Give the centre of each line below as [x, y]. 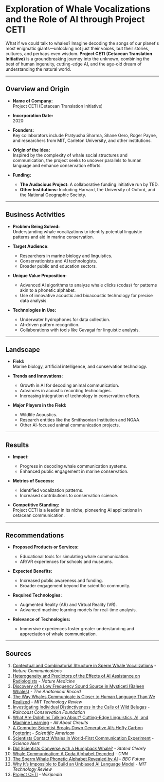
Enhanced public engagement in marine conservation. [74, 471]
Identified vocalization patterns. [52, 490]
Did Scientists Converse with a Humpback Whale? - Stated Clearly [79, 748]
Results [17, 445]
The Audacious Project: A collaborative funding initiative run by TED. [89, 184]
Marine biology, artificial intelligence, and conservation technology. [80, 366]
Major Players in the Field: [39, 405]
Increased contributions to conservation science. [69, 496]
